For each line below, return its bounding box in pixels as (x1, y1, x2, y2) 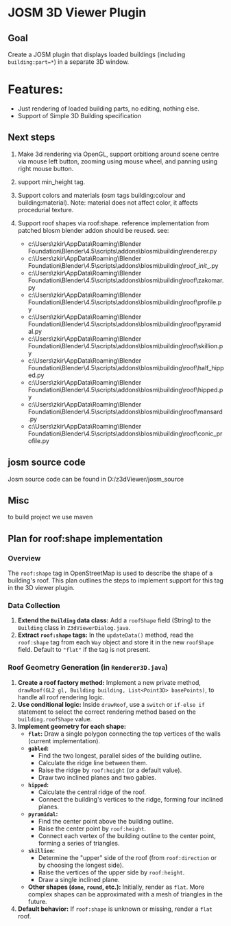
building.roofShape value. (17, 714, 93, 723)
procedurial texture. (17, 205, 74, 214)
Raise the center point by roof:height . (38, 824, 147, 833)
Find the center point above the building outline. (38, 817, 174, 825)
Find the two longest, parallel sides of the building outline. (38, 751, 202, 760)
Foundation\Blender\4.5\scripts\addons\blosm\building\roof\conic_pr (27, 429, 223, 438)
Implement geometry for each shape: (17, 722, 126, 730)
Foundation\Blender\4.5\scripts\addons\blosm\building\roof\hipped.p (27, 385, 223, 394)
